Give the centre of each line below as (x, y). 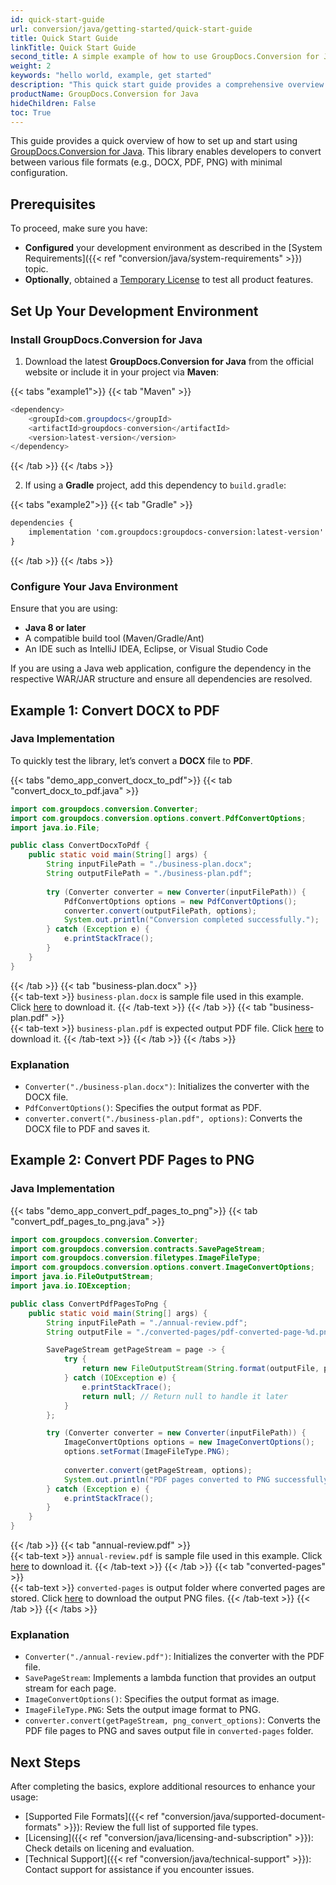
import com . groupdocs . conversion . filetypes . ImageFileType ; (136, 1258)
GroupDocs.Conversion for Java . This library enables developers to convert (166, 152)
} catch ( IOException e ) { (120, 1378)
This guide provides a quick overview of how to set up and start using (154, 141)
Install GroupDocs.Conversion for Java (106, 339)
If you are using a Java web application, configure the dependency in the (161, 668)
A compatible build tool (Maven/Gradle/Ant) (114, 638)
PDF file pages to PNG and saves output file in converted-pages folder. (169, 1731)
